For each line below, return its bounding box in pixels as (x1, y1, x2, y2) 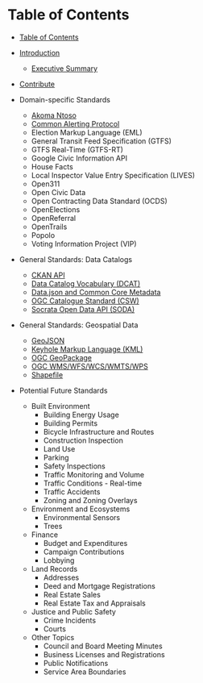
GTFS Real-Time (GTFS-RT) (31, 144, 124, 154)
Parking (43, 452, 69, 462)
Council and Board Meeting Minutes (43, 641, 163, 651)
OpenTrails (31, 222, 68, 231)
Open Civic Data (31, 187, 86, 197)
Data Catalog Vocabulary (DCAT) (31, 278, 141, 288)
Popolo (31, 230, 56, 239)
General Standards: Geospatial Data (19, 320, 139, 330)
